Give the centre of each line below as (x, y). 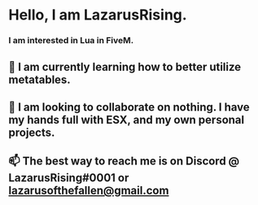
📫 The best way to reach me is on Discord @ (124, 161)
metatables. (39, 79)
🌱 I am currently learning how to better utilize (125, 67)
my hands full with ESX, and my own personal (127, 120)
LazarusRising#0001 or (69, 178)
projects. (32, 132)
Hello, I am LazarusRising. (98, 15)
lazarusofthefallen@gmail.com (89, 191)
